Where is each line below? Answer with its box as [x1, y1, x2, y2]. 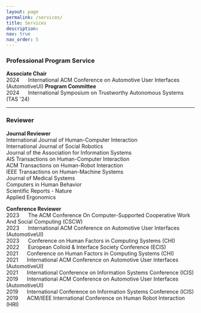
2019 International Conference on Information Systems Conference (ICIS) [6, 288, 194, 295]
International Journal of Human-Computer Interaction [6, 136, 138, 143]
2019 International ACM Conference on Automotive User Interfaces [6, 275, 179, 282]
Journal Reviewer [6, 130, 51, 137]
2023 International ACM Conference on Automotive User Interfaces [6, 224, 180, 231]
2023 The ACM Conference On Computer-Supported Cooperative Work [6, 211, 190, 219]
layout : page [6, 8, 39, 15]
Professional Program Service [6, 56, 95, 65]
